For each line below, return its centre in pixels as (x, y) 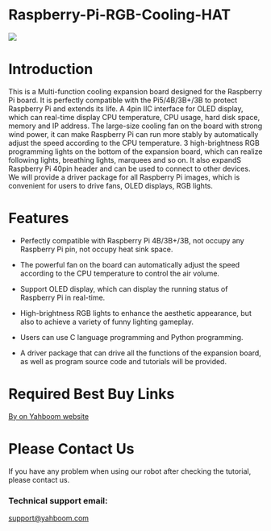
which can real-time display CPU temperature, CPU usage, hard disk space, (134, 117)
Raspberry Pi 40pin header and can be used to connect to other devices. (129, 168)
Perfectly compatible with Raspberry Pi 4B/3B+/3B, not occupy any (132, 240)
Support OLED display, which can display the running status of (124, 288)
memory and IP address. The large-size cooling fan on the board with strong (135, 126)
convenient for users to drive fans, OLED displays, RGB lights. (111, 185)
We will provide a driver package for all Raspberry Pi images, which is (124, 177)
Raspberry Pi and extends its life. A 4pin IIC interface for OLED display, (126, 108)
